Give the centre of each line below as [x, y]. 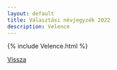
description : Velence [39, 26]
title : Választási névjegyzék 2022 [59, 20]
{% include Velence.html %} [48, 46]
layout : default [31, 14]
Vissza [17, 60]
